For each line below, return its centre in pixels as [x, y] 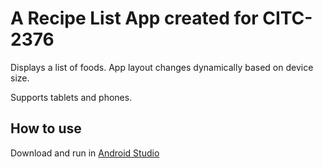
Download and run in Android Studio [85, 153]
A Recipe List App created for [134, 18]
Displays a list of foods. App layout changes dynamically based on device [162, 67]
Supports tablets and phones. [71, 97]
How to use [46, 128]
